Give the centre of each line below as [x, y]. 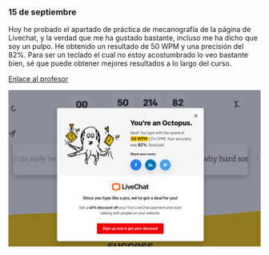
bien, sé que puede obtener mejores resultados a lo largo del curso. [120, 63]
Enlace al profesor [38, 79]
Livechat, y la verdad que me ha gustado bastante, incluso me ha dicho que [133, 38]
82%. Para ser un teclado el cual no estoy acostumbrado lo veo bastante [128, 55]
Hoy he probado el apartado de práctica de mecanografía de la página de [130, 30]
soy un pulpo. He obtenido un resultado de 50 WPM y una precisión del [126, 47]
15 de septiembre [42, 12]
